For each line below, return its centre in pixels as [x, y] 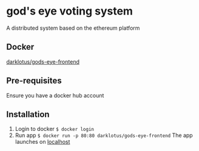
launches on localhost [42, 142]
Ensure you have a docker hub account [55, 95]
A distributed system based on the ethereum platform [73, 28]
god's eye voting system [70, 11]
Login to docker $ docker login [55, 129]
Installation [28, 114]
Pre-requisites [34, 81]
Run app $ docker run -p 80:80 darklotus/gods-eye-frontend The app [104, 135]
